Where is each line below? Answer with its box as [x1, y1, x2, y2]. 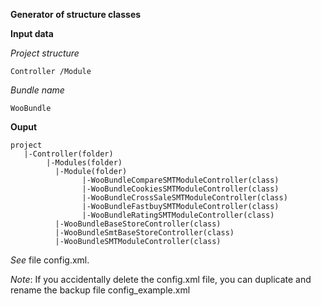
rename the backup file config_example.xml [10, 284, 191, 296]
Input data [10, 28, 54, 39]
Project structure [10, 47, 80, 59]
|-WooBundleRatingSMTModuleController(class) [81, 210, 275, 220]
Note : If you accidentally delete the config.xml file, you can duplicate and [10, 274, 312, 285]
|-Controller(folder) [23, 149, 114, 159]
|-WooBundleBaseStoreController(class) [54, 219, 222, 229]
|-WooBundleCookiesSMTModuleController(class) [81, 184, 280, 194]
